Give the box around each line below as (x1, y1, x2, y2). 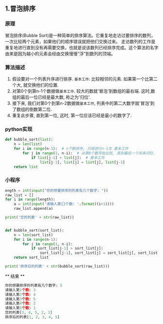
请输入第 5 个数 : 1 (5, 306, 36, 310)
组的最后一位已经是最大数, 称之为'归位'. (12, 94, 91, 100)
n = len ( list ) (14, 142, 42, 147)
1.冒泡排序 (5, 4, 36, 13)
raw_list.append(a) (14, 206, 54, 211)
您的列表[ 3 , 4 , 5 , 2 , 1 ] (5, 310, 53, 315)
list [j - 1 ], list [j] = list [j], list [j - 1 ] (39, 160, 125, 164)
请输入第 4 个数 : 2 (5, 301, 36, 306)
